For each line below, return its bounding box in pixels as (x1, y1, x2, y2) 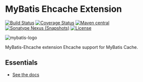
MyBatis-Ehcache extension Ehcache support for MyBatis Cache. (5, 44, 138, 50)
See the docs (12, 72, 39, 78)
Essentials (5, 58, 38, 67)
